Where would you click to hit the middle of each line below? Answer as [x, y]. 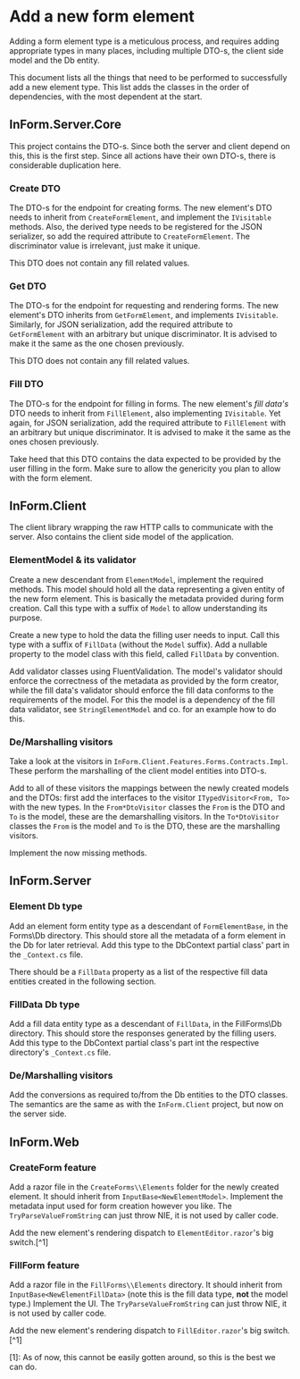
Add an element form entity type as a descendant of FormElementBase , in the [149, 926]
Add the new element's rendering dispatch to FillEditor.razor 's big [135, 1331]
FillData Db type [45, 1005]
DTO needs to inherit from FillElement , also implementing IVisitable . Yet [145, 413]
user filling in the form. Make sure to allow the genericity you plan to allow [145, 468]
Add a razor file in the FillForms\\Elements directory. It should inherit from [146, 1285]
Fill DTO [27, 384]
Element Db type [46, 906]
